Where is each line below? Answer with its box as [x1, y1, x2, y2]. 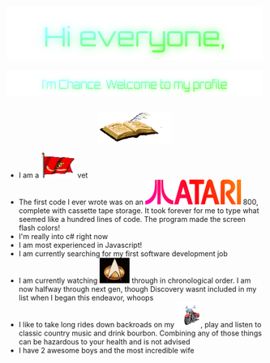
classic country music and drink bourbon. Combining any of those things [18, 328, 262, 338]
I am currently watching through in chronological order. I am [18, 275, 251, 285]
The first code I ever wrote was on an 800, [18, 197, 259, 207]
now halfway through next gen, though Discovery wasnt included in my [18, 284, 257, 294]
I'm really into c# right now [18, 232, 109, 241]
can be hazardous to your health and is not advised [18, 337, 191, 347]
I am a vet [18, 170, 88, 180]
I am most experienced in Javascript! [18, 241, 143, 250]
